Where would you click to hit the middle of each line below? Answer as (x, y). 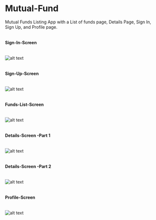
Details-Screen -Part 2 (28, 166)
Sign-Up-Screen (22, 73)
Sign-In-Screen (21, 42)
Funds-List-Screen (24, 104)
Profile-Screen (20, 197)
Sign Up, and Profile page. (31, 27)
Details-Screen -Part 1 (28, 135)
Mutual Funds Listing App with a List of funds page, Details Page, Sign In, (78, 22)
